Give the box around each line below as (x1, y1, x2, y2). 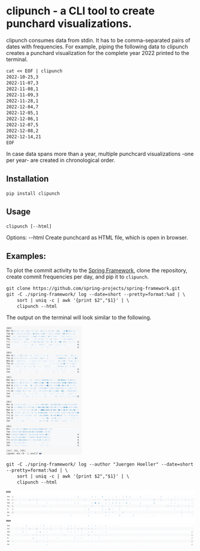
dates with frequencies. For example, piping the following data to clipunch (6, 43, 188, 50)
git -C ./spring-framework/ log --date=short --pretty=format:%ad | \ (6, 292, 186, 298)
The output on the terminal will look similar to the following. (6, 314, 152, 321)
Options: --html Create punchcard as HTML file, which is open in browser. (6, 234, 188, 241)
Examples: (6, 251, 47, 261)
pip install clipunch (6, 190, 60, 197)
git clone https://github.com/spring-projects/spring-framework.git (6, 286, 180, 292)
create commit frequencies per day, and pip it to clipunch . (6, 273, 149, 280)
